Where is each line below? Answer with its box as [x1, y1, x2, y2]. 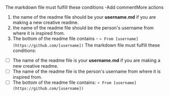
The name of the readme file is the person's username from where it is [12, 68, 161, 75]
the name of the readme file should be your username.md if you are [12, 14, 156, 20]
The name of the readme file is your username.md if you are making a [12, 58, 161, 63]
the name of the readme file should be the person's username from [12, 25, 154, 31]
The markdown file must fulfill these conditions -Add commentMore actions [5, 5, 164, 10]
